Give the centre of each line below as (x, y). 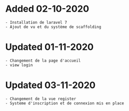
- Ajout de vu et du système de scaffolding (53, 27)
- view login (19, 65)
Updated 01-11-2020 (49, 47)
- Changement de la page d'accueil (43, 61)
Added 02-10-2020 (47, 9)
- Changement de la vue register (41, 99)
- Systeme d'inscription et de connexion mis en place (65, 103)
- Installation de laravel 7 (36, 22)
